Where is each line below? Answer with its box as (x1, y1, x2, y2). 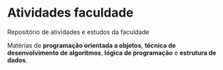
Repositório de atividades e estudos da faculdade (7, 28, 150, 36)
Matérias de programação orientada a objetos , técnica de (7, 41, 176, 49)
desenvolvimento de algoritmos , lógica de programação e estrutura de (7, 49, 217, 57)
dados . (7, 55, 28, 64)
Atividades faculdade (7, 5, 134, 21)
